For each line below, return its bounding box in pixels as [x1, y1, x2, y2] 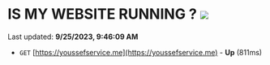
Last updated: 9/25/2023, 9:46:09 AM [7, 32, 139, 41]
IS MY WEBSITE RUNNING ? [7, 5, 198, 24]
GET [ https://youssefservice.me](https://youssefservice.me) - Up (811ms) [19, 47, 263, 57]
